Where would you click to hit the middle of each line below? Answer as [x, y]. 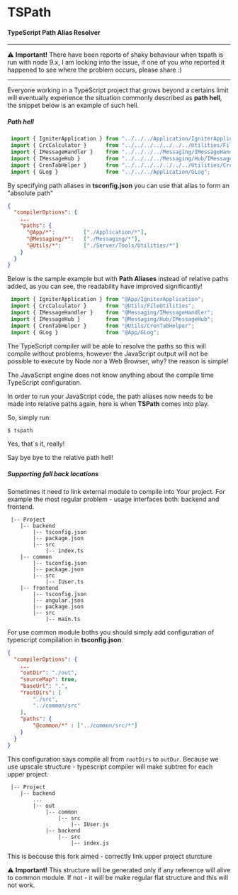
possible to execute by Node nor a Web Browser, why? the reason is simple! [118, 361]
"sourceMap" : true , [49, 679]
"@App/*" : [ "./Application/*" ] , [86, 232]
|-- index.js [90, 843]
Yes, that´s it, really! [36, 444]
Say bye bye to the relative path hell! [60, 458]
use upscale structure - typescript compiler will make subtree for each [110, 767]
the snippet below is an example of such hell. [73, 105]
